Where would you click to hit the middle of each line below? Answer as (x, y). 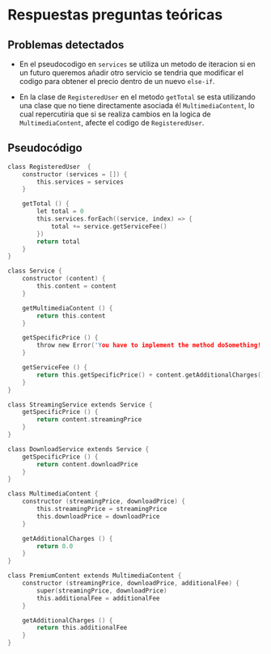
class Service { (35, 271)
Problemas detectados (66, 45)
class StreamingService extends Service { (80, 405)
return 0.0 (55, 546)
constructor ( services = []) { (75, 174)
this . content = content (76, 286)
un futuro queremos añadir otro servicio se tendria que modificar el (131, 73)
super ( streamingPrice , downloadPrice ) (102, 591)
